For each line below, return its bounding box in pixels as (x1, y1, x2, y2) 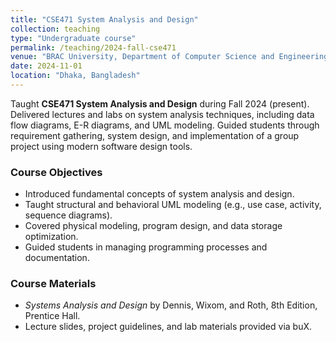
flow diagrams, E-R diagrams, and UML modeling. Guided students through (10, 119, 320, 131)
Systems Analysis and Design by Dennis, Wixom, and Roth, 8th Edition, (24, 299, 318, 311)
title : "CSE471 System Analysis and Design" (10, 14, 199, 25)
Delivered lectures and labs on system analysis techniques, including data (10, 108, 315, 120)
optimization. (24, 231, 79, 243)
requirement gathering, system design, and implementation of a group (10, 129, 300, 141)
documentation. (24, 252, 90, 264)
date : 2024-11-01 (10, 61, 83, 71)
